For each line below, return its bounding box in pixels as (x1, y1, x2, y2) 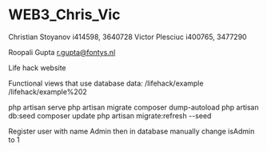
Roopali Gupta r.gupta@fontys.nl (8, 47, 116, 57)
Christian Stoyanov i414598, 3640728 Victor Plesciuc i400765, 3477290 (8, 32, 247, 42)
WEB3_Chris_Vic (8, 6, 121, 24)
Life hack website (8, 62, 66, 73)
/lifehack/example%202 (8, 86, 88, 97)
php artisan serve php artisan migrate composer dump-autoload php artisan (8, 102, 259, 112)
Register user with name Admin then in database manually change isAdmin (8, 126, 255, 136)
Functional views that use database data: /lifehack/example (8, 78, 204, 88)
